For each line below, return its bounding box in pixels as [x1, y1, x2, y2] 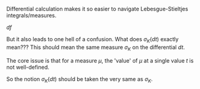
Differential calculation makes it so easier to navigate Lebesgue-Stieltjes [6, 6, 188, 12]
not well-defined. [6, 63, 50, 71]
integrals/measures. [6, 12, 57, 19]
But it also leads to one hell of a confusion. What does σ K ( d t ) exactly [6, 36, 179, 44]
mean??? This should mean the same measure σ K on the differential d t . [6, 43, 185, 52]
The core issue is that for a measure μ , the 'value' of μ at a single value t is [6, 56, 194, 64]
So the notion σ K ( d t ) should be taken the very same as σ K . [6, 75, 153, 84]
